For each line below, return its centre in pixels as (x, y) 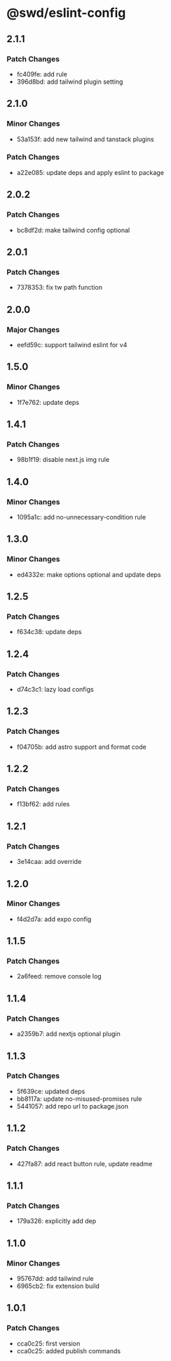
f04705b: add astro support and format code (81, 747)
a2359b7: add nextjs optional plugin (68, 1034)
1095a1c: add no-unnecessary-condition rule (81, 517)
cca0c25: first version (48, 1343)
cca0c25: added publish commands (68, 1350)
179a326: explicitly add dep (56, 1221)
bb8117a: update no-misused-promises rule (79, 1099)
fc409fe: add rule (42, 74)
